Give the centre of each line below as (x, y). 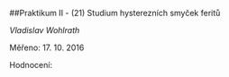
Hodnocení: (31, 65)
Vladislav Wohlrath (45, 30)
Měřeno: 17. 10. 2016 (47, 47)
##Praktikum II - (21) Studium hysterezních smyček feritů (115, 13)
